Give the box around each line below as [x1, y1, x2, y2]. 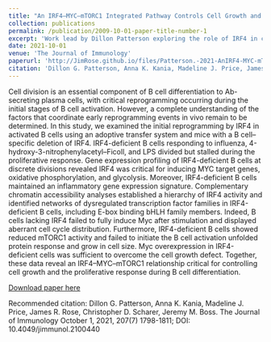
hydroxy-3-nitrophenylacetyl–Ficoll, [8, 146, 127, 156]
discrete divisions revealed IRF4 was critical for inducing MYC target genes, [8, 163, 261, 174]
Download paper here [8, 282, 81, 292]
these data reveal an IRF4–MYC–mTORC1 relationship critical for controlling [8, 258, 258, 268]
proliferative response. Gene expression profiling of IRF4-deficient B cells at [8, 155, 261, 165]
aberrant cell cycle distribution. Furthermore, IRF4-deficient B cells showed [8, 224, 259, 234]
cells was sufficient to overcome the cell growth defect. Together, [39, 250, 257, 260]
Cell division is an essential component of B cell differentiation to [8, 87, 223, 96]
